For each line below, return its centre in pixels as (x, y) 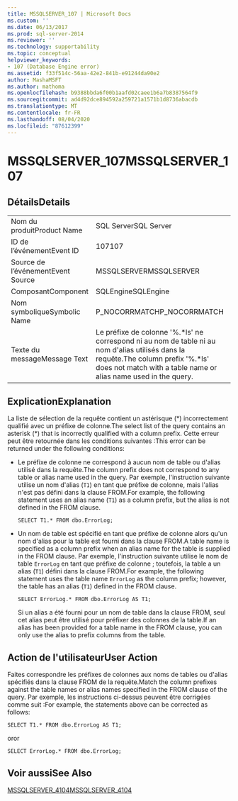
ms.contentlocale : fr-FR (44, 113)
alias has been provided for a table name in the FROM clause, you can (120, 627)
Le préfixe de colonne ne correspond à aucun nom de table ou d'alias (119, 462)
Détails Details (39, 202)
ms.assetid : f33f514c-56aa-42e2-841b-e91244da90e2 (84, 73)
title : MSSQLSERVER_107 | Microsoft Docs (69, 14)
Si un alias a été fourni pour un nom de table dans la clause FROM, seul (121, 612)
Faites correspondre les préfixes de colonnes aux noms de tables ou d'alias (118, 675)
